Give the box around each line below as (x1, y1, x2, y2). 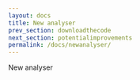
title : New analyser (8, 19, 77, 27)
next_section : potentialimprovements (8, 33, 133, 42)
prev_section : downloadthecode (8, 26, 112, 34)
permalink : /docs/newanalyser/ (8, 41, 112, 49)
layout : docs (8, 11, 51, 20)
